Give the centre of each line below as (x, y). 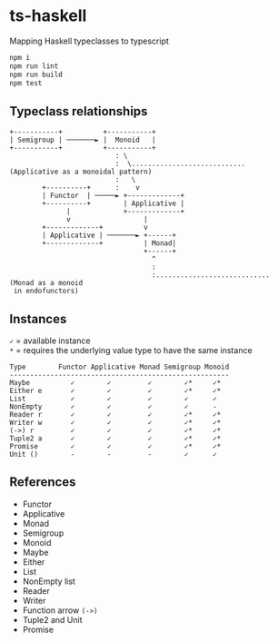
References (43, 482)
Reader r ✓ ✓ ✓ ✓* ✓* (115, 415)
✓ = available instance (50, 341)
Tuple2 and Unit (52, 619)
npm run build (36, 74)
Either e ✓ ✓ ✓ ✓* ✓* (115, 391)
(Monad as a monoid (46, 283)
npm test (26, 83)
